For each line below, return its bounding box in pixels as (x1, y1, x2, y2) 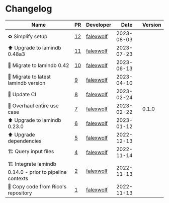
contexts (8, 175, 29, 182)
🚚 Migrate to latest (8, 73, 51, 80)
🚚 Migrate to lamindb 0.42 (8, 61, 69, 69)
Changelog (5, 3, 52, 15)
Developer (86, 21, 112, 28)
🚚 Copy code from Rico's (8, 183, 67, 190)
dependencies (8, 137, 42, 144)
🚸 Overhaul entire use (8, 102, 59, 109)
